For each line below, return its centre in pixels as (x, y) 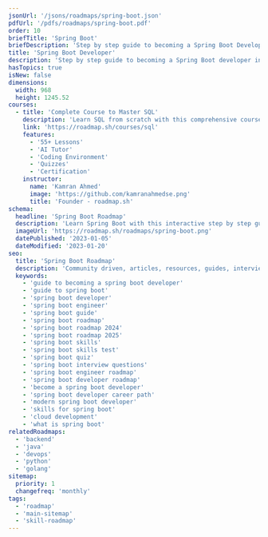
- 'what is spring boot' (64, 424)
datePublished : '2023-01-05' (64, 239)
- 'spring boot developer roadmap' (82, 380)
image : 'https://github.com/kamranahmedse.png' (110, 194)
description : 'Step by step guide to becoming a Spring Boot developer (130, 61)
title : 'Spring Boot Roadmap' (65, 261)
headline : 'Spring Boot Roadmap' (71, 217)
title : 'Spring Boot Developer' (62, 53)
